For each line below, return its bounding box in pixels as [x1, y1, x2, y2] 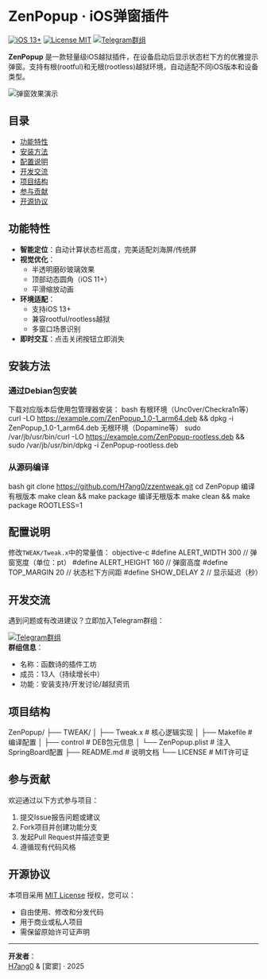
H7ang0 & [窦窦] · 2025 [8, 961, 85, 970]
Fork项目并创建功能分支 [19, 822, 98, 831]
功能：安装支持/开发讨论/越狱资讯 [19, 679, 130, 689]
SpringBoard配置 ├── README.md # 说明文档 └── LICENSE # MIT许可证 [8, 747, 249, 756]
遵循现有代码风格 [19, 842, 76, 851]
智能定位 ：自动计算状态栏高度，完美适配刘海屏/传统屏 [19, 244, 197, 254]
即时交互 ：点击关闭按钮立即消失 [19, 334, 125, 343]
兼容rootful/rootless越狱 [31, 314, 110, 323]
